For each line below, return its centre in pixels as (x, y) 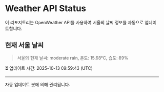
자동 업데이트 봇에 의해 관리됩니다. (38, 84)
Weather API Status (46, 8)
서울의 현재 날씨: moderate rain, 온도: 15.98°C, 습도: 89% (72, 58)
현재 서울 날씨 (24, 45)
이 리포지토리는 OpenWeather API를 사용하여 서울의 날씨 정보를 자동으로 (74, 22)
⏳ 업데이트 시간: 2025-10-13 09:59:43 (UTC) (49, 68)
